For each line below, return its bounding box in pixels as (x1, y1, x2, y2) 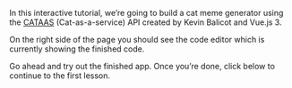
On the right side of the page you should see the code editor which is (9, 35, 265, 44)
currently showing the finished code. (9, 44, 145, 54)
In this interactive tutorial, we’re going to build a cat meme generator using (9, 8, 284, 18)
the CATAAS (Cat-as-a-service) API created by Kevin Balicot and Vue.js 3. (9, 17, 282, 28)
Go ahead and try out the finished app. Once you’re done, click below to (9, 61, 276, 71)
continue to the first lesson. (9, 70, 110, 81)
